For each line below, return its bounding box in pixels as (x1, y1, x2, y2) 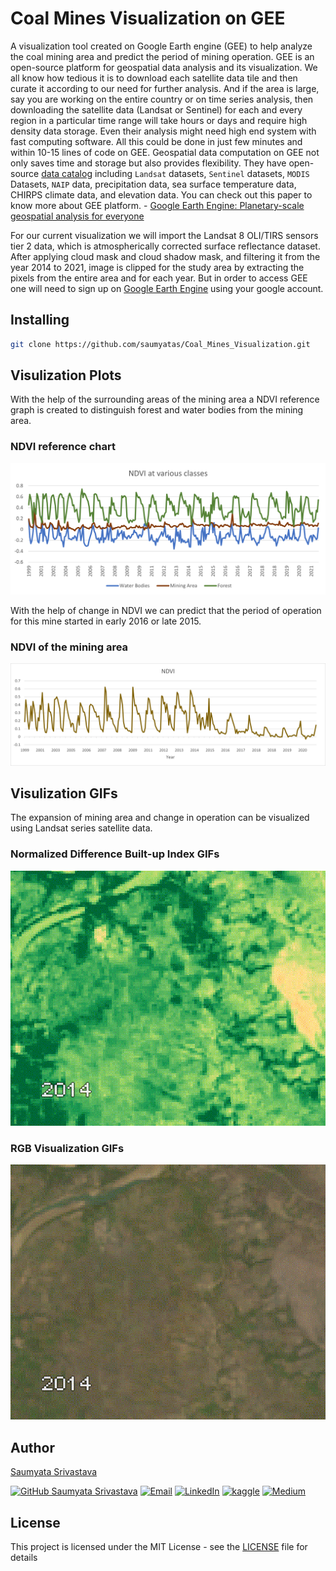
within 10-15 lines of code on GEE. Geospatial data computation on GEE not (10, 146, 320, 158)
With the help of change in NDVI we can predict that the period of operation (10, 604, 322, 616)
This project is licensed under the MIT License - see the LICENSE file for (10, 1541, 308, 1553)
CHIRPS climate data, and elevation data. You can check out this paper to (10, 188, 313, 201)
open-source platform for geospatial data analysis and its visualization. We (10, 61, 318, 73)
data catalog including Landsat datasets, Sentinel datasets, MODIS (41, 167, 310, 179)
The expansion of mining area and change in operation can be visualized (10, 812, 310, 824)
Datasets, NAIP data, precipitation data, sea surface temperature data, (10, 178, 297, 190)
